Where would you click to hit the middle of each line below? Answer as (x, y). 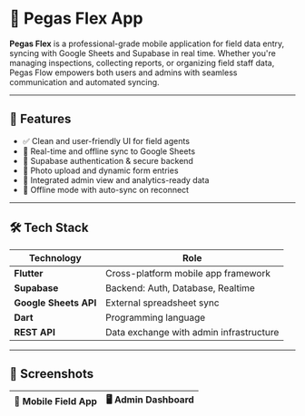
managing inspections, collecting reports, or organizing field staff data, (142, 63)
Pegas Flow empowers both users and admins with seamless (123, 73)
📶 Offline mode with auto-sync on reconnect (105, 189)
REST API (35, 332)
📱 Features (40, 119)
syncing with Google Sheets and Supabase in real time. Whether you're (143, 53)
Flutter (29, 273)
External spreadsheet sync (162, 303)
